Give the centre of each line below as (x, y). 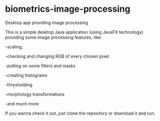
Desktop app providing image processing (46, 23)
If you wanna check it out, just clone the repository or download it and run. (80, 113)
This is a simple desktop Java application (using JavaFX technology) (74, 32)
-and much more (22, 103)
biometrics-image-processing (68, 9)
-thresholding (19, 85)
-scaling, (14, 47)
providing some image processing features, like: (53, 37)
